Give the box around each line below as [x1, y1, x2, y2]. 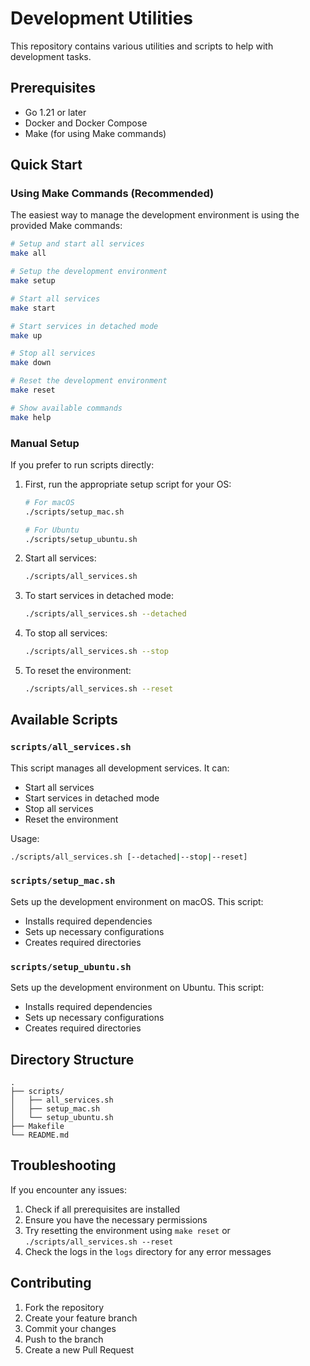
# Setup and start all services [10, 239, 145, 249]
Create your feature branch [24, 1312, 138, 1324]
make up [10, 330, 43, 341]
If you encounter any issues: [10, 1183, 128, 1196]
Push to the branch [24, 1333, 104, 1345]
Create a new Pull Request [24, 1343, 135, 1356]
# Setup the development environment [10, 267, 168, 277]
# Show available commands [10, 403, 123, 413]
